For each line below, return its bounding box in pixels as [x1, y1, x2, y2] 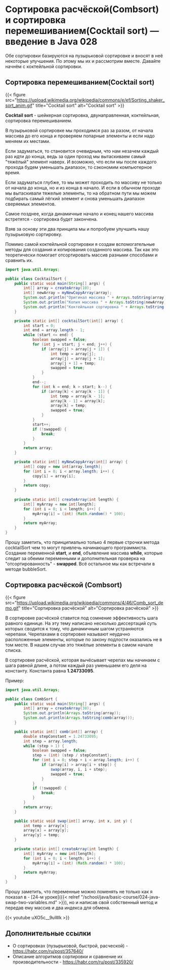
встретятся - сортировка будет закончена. [5, 216, 98, 222]
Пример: [5, 678, 24, 684]
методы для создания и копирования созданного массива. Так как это [5, 246, 159, 252]
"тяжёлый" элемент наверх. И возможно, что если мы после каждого [5, 159, 157, 165]
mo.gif [5, 605, 19, 611]
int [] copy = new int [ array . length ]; [23, 464, 103, 469]
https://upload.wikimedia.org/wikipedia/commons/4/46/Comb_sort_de [17, 600, 163, 606]
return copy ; [23, 483, 51, 488]
